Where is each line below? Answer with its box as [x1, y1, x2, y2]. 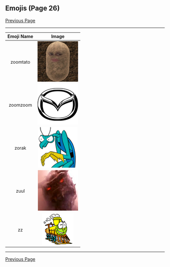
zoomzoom [8, 102, 32, 108]
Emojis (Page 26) [5, 4, 60, 13]
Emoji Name [7, 33, 34, 39]
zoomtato [10, 59, 30, 65]
